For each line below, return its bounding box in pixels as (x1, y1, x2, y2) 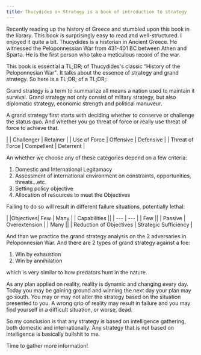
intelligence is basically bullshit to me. (6, 330, 100, 338)
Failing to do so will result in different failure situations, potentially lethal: (6, 203, 185, 210)
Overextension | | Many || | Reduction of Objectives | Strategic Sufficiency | (6, 221, 193, 228)
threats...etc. (14, 178, 47, 185)
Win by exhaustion (14, 250, 61, 258)
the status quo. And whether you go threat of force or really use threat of (6, 118, 187, 125)
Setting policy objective (14, 185, 73, 192)
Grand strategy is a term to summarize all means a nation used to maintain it (6, 87, 195, 94)
